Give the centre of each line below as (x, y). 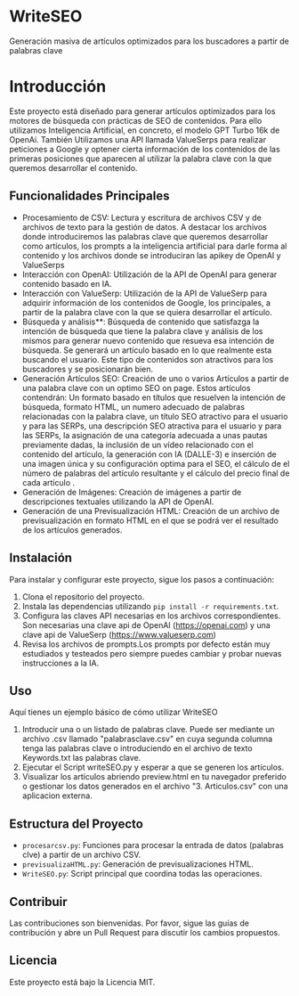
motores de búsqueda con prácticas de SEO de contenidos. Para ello (136, 120)
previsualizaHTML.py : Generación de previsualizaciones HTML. (137, 864)
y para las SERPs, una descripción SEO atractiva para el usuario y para (152, 426)
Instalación (41, 558)
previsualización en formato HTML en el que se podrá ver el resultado (150, 520)
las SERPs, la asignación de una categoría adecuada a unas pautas (145, 435)
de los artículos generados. (72, 530)
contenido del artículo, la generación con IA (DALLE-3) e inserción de (149, 454)
